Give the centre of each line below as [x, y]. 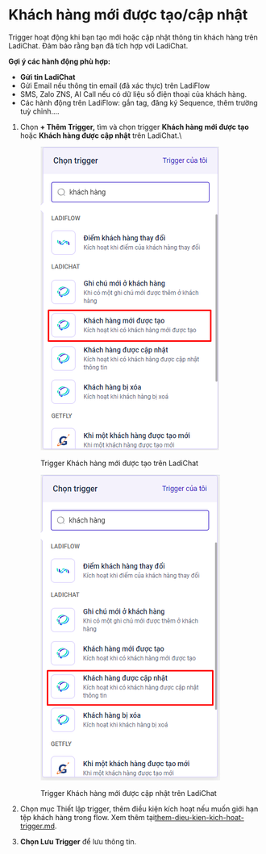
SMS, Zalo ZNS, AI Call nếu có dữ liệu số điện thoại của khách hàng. [133, 94]
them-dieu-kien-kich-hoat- [199, 817]
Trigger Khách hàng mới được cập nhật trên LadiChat [129, 793]
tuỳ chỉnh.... [39, 111]
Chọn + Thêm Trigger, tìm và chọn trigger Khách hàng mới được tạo [135, 127]
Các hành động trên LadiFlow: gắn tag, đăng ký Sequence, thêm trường [139, 102]
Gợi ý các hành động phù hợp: [60, 61]
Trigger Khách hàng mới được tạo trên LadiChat [119, 463]
